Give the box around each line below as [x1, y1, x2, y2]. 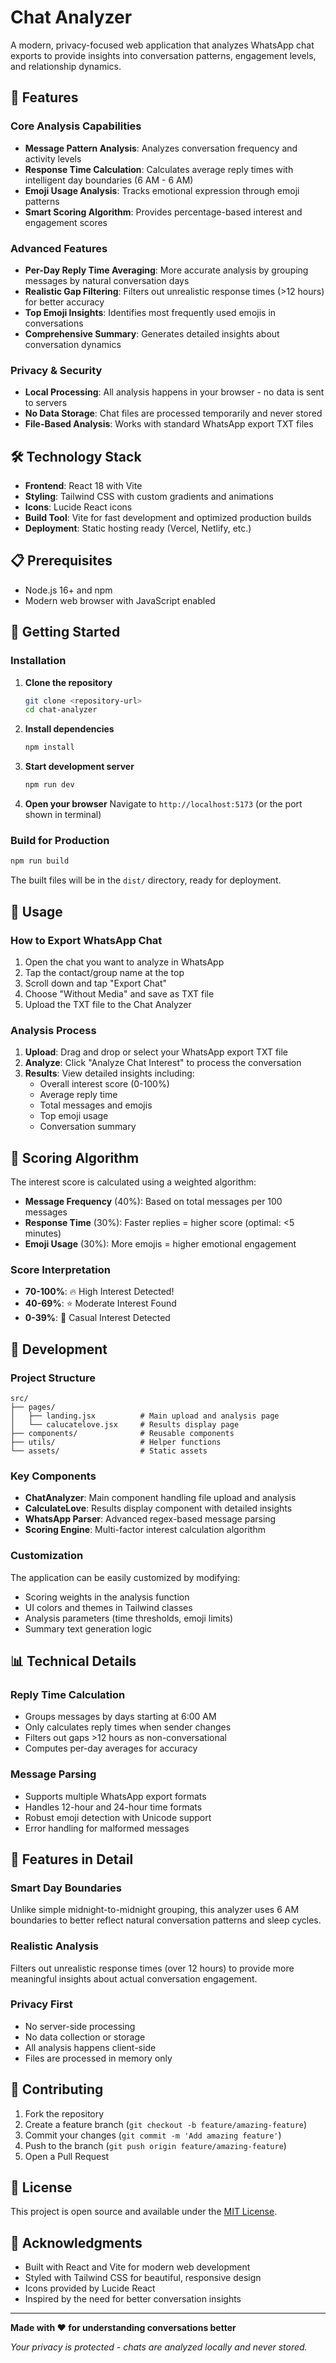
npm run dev [24, 780, 75, 790]
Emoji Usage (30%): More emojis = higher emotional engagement [24, 1238, 297, 1250]
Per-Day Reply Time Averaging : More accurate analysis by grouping [24, 264, 309, 276]
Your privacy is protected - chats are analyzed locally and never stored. [10, 2341, 308, 2353]
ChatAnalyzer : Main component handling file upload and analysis [24, 1492, 297, 1504]
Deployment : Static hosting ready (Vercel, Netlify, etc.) [24, 522, 252, 535]
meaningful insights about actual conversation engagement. [10, 1972, 258, 1985]
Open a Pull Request [24, 2150, 110, 2162]
